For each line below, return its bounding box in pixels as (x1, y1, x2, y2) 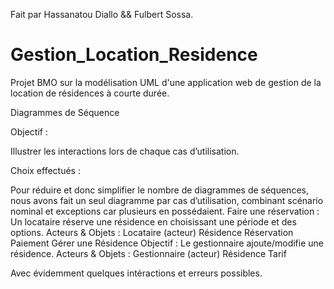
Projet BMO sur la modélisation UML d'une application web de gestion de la (10, 76, 322, 88)
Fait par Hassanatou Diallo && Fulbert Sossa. (10, 9, 194, 20)
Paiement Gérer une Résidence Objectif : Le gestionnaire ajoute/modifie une (10, 237, 325, 249)
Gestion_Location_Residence (10, 44, 258, 66)
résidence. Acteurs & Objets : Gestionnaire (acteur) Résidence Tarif (10, 247, 287, 259)
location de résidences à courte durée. (10, 87, 170, 99)
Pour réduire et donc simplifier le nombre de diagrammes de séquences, (10, 184, 309, 196)
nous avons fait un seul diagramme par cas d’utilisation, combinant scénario (10, 194, 324, 206)
